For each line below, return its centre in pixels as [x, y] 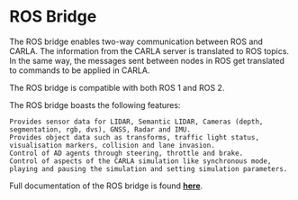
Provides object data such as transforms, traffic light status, [134, 137]
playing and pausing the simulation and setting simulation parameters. [149, 168]
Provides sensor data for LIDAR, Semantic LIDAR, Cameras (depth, [136, 122]
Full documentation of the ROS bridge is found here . [106, 186]
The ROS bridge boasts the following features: [95, 105]
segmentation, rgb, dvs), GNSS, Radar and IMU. [100, 129]
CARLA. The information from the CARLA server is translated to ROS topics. [149, 50]
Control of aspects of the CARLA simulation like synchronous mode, [140, 161]
